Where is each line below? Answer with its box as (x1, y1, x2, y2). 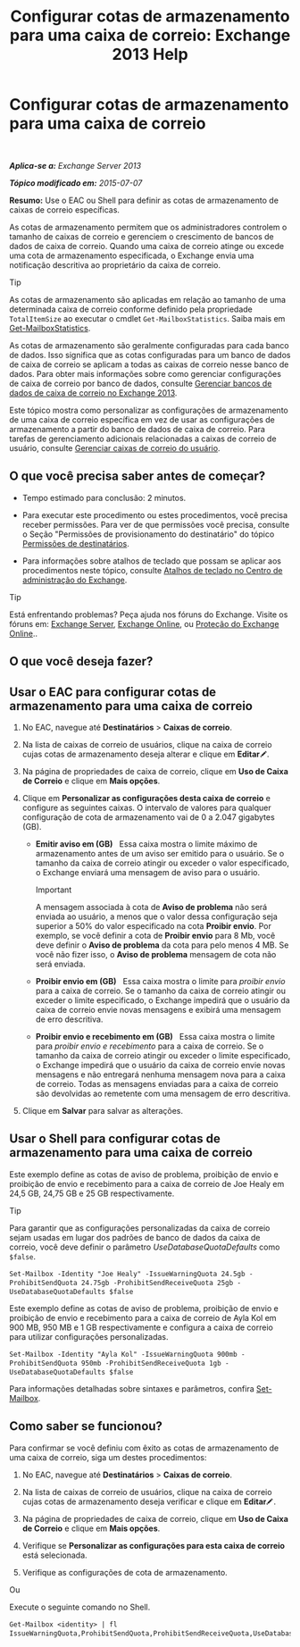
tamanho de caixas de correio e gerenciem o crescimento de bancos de (9, 230, 274, 242)
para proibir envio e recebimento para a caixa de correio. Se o (35, 1041, 264, 1051)
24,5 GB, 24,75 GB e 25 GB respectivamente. (9, 1188, 175, 1199)
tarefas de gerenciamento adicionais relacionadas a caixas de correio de (9, 433, 277, 444)
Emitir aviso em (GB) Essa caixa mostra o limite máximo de (35, 838, 258, 849)
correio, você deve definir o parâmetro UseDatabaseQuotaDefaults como (9, 1242, 280, 1252)
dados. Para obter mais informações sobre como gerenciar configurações (9, 368, 281, 379)
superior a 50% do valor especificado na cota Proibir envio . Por (35, 920, 272, 931)
